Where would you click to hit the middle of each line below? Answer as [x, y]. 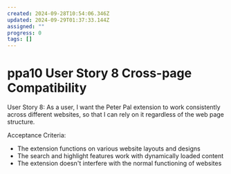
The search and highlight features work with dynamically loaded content [120, 156]
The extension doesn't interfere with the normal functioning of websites [119, 164]
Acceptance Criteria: [37, 135]
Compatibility [47, 88]
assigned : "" [26, 26]
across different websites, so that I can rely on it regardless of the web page [116, 115]
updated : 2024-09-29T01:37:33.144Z [58, 20]
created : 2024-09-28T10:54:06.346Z [58, 13]
